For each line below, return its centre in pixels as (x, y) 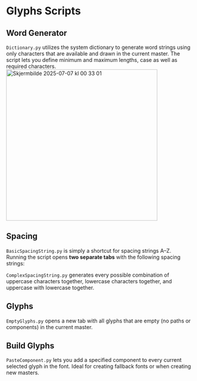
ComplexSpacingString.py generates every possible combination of (88, 275)
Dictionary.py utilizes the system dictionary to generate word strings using (98, 47)
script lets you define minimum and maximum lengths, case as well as (92, 60)
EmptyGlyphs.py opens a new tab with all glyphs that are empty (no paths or (98, 321)
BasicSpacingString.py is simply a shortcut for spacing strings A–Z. (89, 250)
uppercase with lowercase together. (50, 287)
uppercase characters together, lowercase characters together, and (89, 281)
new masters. (23, 373)
